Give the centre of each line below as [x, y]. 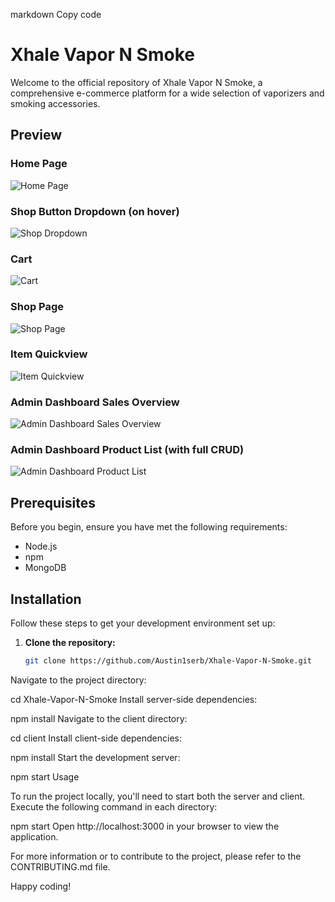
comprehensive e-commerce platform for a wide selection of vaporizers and [167, 93]
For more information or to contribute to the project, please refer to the [156, 856]
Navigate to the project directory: [78, 680]
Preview [36, 135]
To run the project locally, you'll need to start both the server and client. [158, 796]
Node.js [41, 546]
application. [34, 836]
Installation [46, 599]
